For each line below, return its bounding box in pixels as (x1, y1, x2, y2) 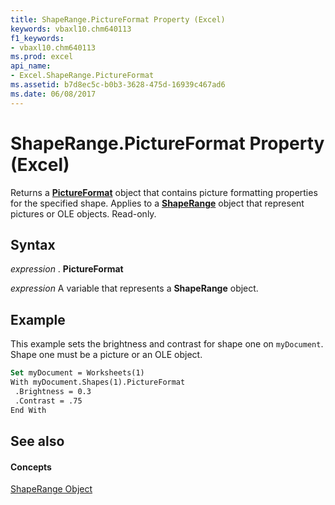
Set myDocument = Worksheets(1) (10, 368, 145, 378)
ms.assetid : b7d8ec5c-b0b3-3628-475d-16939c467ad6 (10, 80, 226, 90)
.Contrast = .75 (14, 396, 83, 406)
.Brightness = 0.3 (14, 386, 92, 396)
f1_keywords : (10, 33, 65, 43)
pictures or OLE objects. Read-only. (10, 207, 157, 220)
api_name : (10, 61, 52, 71)
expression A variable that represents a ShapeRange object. (10, 282, 259, 295)
